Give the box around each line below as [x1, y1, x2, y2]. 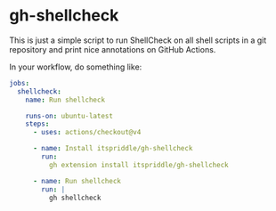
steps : [25, 119, 50, 129]
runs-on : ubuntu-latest [25, 111, 114, 120]
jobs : [9, 78, 29, 87]
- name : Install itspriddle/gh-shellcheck [32, 144, 193, 153]
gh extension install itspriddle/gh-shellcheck [48, 160, 229, 169]
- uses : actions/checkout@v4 [32, 128, 142, 137]
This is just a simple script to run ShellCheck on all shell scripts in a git [9, 35, 267, 45]
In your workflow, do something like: [9, 61, 142, 72]
